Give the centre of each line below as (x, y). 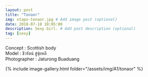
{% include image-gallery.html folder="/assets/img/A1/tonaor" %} (74, 69)
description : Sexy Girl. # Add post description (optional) (71, 29)
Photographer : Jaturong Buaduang (43, 59)
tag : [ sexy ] (18, 33)
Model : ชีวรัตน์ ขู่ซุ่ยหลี (26, 53)
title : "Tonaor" (22, 15)
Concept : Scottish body (31, 48)
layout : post (19, 10)
